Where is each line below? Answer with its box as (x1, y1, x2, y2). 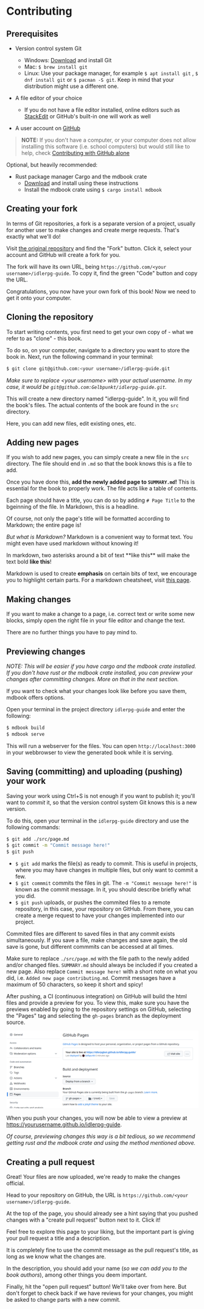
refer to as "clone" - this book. (6, 335, 83, 342)
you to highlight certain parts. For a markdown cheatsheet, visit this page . (6, 576, 191, 584)
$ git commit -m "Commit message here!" (6, 843, 111, 849)
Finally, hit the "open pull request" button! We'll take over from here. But (6, 1283, 187, 1291)
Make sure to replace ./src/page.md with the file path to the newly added (6, 955, 190, 962)
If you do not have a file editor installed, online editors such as (24, 106, 180, 114)
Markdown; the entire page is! (6, 521, 82, 529)
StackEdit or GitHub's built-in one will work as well (24, 113, 151, 120)
